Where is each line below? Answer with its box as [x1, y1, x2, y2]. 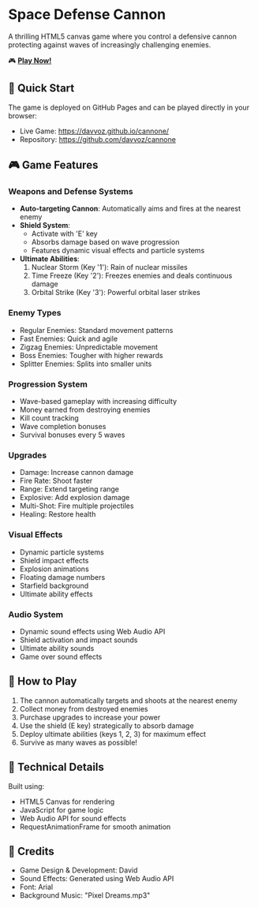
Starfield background [19, 581, 89, 590]
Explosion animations [19, 564, 89, 574]
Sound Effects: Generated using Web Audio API [19, 874, 174, 884]
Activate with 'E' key [31, 229, 98, 238]
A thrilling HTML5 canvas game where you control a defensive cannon [8, 32, 237, 41]
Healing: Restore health [19, 510, 96, 519]
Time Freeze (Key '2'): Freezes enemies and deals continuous [31, 271, 233, 281]
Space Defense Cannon [8, 6, 166, 24]
